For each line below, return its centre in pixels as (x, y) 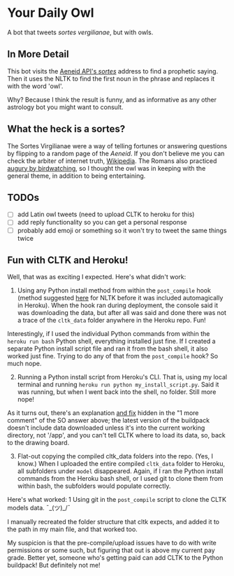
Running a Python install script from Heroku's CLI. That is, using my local (122, 377)
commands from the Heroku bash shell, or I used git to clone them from (120, 479)
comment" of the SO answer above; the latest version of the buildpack (109, 421)
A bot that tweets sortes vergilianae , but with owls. (80, 32)
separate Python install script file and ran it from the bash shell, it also (108, 349)
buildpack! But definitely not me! (54, 566)
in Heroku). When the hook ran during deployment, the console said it (118, 305)
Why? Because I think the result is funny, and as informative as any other (112, 99)
